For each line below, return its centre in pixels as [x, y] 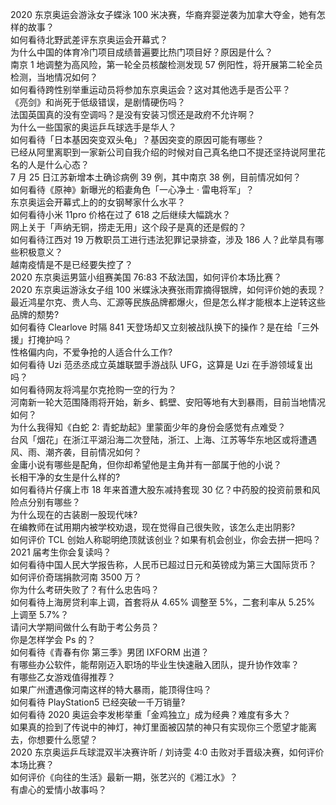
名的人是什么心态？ [50, 164]
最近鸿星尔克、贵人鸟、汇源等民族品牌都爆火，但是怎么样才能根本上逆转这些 [168, 302]
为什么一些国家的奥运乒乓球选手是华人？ [93, 127]
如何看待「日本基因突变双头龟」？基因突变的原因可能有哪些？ [137, 139]
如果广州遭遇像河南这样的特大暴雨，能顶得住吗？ [111, 689]
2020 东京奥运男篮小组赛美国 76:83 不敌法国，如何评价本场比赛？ [146, 277]
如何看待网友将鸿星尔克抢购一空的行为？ [93, 389]
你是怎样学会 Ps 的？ [53, 639]
